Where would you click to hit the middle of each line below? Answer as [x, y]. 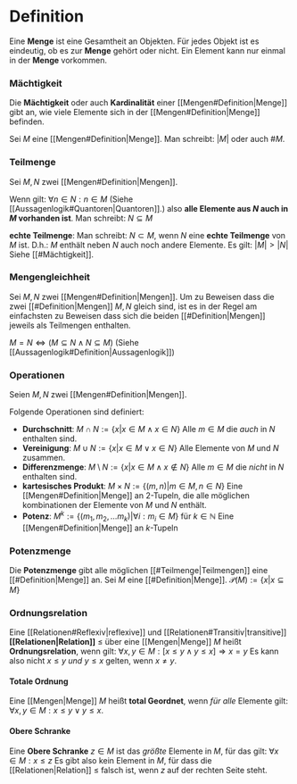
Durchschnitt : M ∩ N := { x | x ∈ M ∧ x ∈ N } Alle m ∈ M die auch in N [148, 430]
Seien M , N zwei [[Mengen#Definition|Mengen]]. [98, 395]
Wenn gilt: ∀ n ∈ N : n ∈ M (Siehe [71, 199]
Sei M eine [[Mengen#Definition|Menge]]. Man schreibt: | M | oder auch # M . [147, 139]
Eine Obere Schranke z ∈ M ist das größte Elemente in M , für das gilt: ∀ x [144, 751]
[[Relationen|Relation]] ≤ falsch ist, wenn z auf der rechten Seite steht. [138, 770]
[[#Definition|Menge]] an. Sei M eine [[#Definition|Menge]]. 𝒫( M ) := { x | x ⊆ [147, 580]
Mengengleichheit [50, 277]
